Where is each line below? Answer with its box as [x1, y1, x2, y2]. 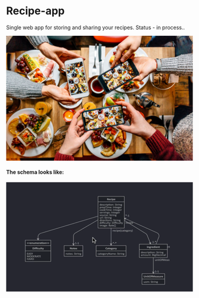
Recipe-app [6, 4, 65, 18]
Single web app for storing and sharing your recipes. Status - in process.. [6, 24, 185, 31]
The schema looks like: [6, 168, 64, 176]
